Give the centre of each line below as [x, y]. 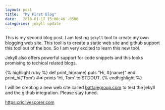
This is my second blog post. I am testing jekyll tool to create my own [77, 38]
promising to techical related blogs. [41, 63]
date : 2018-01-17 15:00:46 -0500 [42, 19]
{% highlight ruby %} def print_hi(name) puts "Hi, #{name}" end [70, 73]
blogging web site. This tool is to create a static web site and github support [82, 43]
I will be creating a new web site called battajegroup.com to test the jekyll [80, 88]
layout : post [19, 10]
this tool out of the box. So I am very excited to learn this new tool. [73, 48]
